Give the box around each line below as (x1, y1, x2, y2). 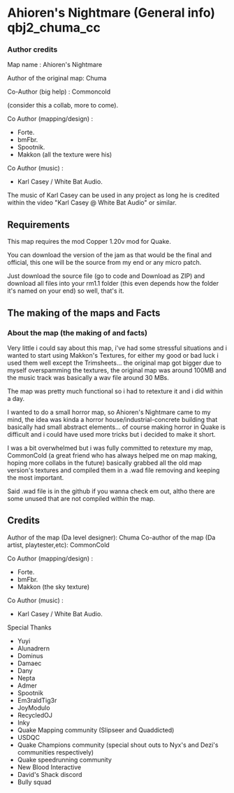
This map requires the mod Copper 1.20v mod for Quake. (7, 238, 171, 246)
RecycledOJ (17, 711, 52, 719)
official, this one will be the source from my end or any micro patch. (7, 259, 202, 267)
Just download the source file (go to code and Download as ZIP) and (7, 272, 205, 280)
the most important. (7, 473, 64, 481)
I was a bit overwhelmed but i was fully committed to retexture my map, (7, 444, 213, 452)
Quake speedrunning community (17, 755, 112, 764)
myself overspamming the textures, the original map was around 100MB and (7, 365, 227, 374)
